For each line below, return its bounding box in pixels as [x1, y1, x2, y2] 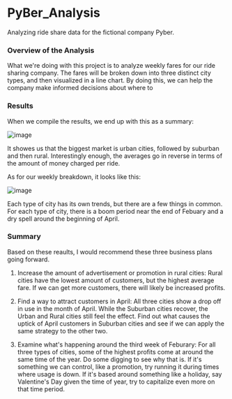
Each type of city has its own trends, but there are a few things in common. [7, 199, 223, 208]
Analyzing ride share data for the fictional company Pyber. [7, 28, 174, 36]
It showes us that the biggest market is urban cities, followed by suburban [7, 144, 219, 152]
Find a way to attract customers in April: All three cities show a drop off [17, 297, 222, 305]
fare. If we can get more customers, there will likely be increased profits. [17, 283, 226, 291]
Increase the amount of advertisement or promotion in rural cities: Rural [17, 268, 223, 277]
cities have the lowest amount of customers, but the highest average [17, 276, 215, 284]
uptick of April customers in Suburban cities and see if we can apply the [17, 319, 225, 328]
